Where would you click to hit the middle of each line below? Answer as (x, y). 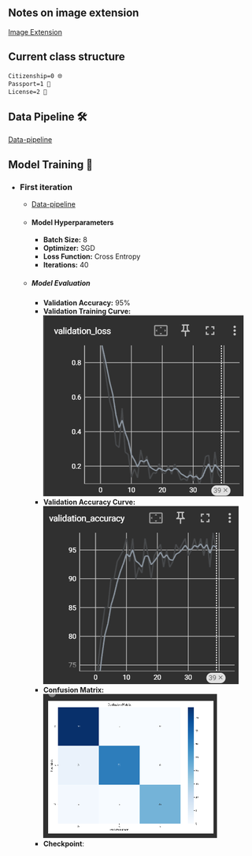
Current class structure (67, 57)
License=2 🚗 (28, 92)
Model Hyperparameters (72, 222)
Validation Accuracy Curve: (89, 502)
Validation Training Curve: (87, 312)
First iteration (46, 187)
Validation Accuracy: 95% (87, 303)
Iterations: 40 (66, 265)
